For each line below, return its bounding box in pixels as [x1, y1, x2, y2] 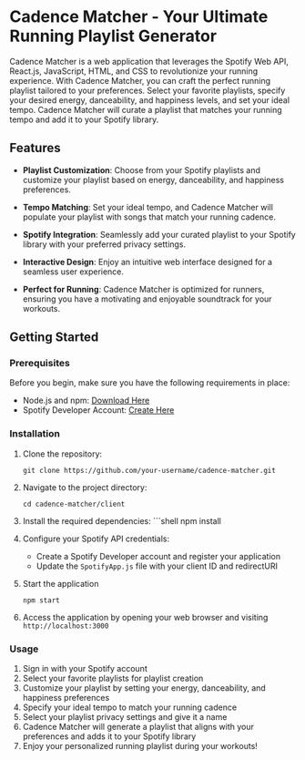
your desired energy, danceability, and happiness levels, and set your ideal [9, 94, 290, 106]
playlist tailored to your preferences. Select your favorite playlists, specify [9, 85, 286, 96]
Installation [9, 427, 61, 440]
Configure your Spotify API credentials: [22, 533, 170, 544]
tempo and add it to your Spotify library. [9, 114, 159, 125]
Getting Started [9, 330, 99, 345]
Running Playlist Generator [9, 26, 217, 46]
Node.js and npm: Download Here [22, 395, 150, 406]
